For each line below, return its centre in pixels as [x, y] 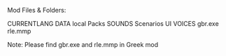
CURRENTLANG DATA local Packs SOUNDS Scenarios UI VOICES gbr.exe [113, 23]
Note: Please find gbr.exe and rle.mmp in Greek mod [83, 44]
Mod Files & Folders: [37, 10]
